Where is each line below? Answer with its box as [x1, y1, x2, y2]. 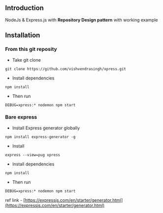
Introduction [5, 4, 44, 12]
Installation [5, 31, 40, 40]
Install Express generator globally [12, 125, 80, 131]
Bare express [5, 114, 37, 120]
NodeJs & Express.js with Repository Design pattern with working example [5, 17, 158, 23]
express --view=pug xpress [5, 152, 60, 157]
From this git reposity [5, 46, 57, 53]
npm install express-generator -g [5, 134, 76, 139]
